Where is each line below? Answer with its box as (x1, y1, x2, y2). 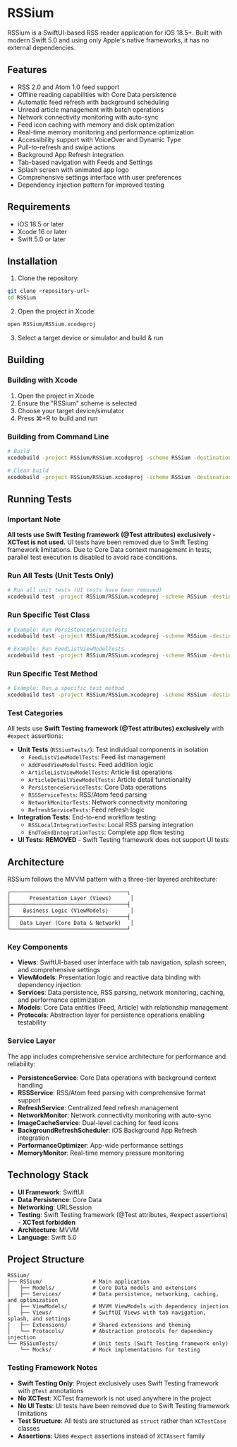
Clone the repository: (17, 274, 80, 282)
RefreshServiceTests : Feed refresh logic (28, 805, 145, 814)
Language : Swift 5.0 (17, 1233, 77, 1241)
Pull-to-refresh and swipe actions (17, 143, 116, 151)
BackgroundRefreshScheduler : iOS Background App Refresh (17, 1126, 197, 1134)
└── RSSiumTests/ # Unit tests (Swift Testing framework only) (7, 1340, 229, 1347)
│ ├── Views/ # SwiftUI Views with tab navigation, (7, 1309, 207, 1317)
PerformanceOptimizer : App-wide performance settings (17, 1141, 183, 1149)
